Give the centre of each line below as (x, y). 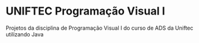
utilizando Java (25, 34)
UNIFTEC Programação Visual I (86, 11)
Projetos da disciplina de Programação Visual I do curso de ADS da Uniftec (100, 28)
